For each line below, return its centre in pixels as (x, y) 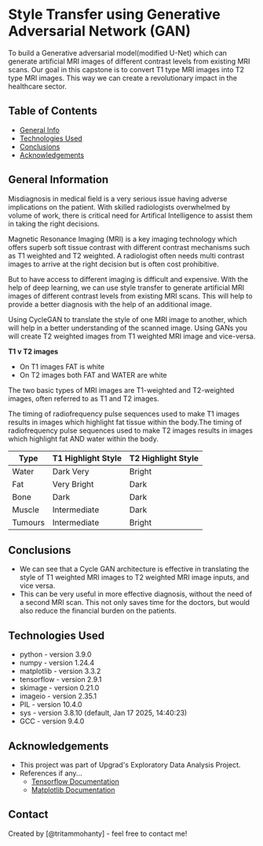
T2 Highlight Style (164, 458)
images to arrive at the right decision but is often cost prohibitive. (113, 264)
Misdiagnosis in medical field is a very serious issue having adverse (118, 199)
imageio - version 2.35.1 (58, 696)
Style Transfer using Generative (115, 15)
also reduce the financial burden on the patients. (98, 611)
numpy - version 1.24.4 (57, 663)
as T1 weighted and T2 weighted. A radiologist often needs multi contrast (126, 255)
